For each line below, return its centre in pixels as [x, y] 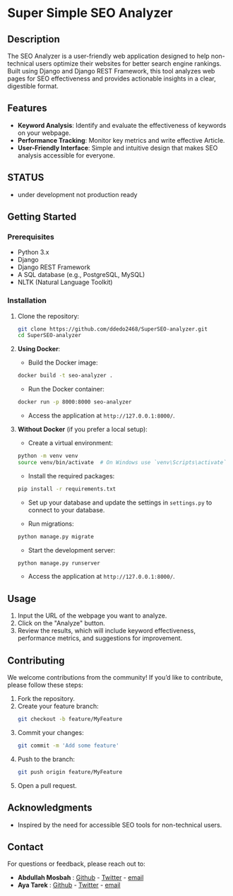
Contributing [36, 660]
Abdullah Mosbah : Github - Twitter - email [80, 878]
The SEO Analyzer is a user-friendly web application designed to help [108, 56]
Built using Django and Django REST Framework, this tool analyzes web [111, 71]
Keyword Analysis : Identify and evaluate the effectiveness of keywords [122, 125]
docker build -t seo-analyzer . [65, 376]
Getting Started [42, 217]
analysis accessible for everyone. [66, 155]
